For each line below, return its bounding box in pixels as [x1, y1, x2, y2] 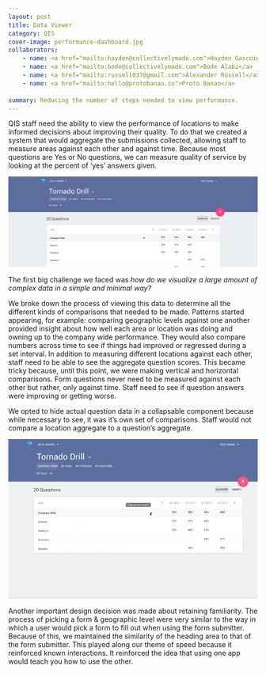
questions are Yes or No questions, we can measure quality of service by [8, 153, 247, 162]
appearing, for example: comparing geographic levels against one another [8, 315, 250, 324]
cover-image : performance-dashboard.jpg [8, 38, 144, 46]
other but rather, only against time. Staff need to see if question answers [8, 382, 245, 392]
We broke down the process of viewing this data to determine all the [8, 298, 231, 308]
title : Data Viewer [8, 21, 73, 29]
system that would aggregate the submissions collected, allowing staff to [8, 135, 247, 146]
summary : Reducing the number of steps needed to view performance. [8, 96, 239, 104]
